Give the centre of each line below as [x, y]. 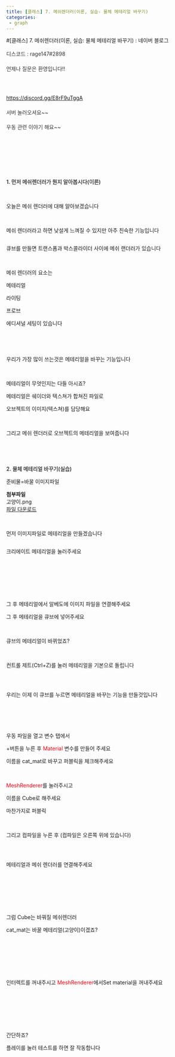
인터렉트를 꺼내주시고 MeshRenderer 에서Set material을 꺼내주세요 [85, 982]
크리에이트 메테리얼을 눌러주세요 [44, 551]
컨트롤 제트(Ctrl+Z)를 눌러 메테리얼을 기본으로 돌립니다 [70, 665]
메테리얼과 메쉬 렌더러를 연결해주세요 [49, 864]
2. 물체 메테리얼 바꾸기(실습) [39, 469]
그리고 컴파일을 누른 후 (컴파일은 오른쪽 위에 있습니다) [69, 835]
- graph [18, 23]
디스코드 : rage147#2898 [36, 54]
